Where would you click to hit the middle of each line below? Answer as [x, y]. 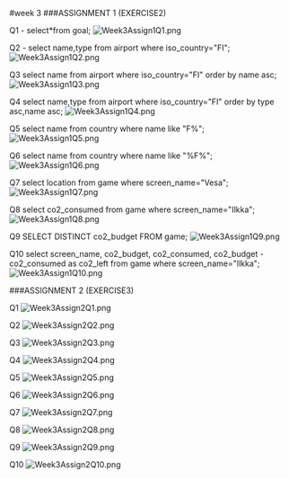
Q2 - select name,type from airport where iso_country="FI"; [120, 48]
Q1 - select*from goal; [50, 30]
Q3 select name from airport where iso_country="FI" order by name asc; [143, 75]
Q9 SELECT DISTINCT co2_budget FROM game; [99, 236]
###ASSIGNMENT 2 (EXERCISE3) [72, 290]
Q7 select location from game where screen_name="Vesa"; [119, 182]
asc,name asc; [36, 111]
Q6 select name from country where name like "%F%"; [111, 155]
